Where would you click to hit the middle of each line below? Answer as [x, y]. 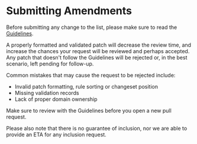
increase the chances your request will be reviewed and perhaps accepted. [98, 51]
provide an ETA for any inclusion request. [56, 135]
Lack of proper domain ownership [56, 99]
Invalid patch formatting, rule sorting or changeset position [86, 86]
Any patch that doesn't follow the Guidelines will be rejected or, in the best [97, 57]
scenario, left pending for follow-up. [50, 64]
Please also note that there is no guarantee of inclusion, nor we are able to [97, 128]
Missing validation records [47, 93]
